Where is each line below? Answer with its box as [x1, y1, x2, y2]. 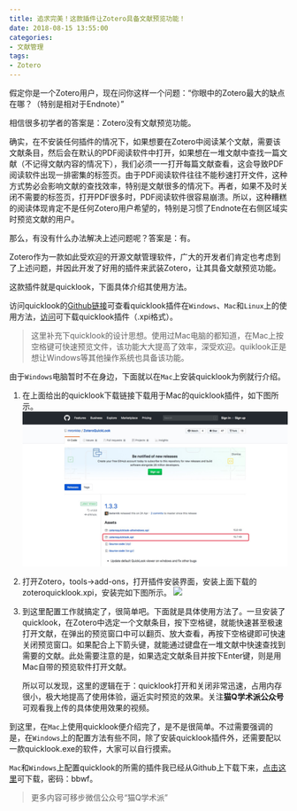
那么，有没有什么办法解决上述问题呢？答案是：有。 [9, 233, 195, 243]
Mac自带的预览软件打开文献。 [21, 661, 132, 673]
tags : [9, 51, 29, 61]
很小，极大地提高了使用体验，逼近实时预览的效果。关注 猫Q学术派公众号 [21, 691, 285, 702]
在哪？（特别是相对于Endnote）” [9, 98, 125, 109]
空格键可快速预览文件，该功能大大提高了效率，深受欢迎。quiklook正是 [30, 341, 287, 352]
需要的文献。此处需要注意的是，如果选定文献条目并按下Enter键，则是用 [21, 651, 282, 661]
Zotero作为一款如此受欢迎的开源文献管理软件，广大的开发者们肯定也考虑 [9, 252, 274, 261]
